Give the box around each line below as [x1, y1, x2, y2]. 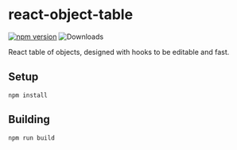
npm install [8, 91, 48, 99]
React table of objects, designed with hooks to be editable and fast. [8, 47, 230, 56]
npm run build [8, 133, 56, 142]
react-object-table [8, 6, 134, 24]
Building [8, 113, 50, 126]
